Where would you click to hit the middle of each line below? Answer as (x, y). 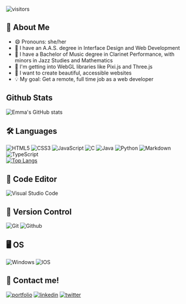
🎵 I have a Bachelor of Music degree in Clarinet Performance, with (94, 54)
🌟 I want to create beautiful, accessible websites (73, 73)
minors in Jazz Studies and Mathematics (64, 60)
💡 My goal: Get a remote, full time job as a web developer (84, 79)
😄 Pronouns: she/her (40, 42)
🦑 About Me (28, 27)
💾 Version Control (39, 212)
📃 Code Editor (32, 179)
